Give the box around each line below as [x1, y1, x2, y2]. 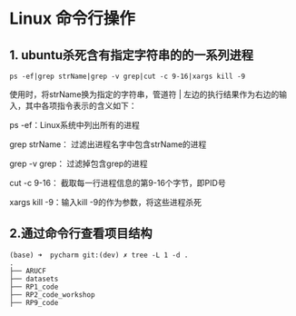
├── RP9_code [9, 298, 59, 307]
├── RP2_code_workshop [9, 290, 95, 300]
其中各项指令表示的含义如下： [25, 101, 137, 111]
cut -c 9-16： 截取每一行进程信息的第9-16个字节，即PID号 [9, 178, 226, 188]
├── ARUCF [9, 266, 47, 275]
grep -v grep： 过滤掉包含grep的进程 [9, 158, 148, 169]
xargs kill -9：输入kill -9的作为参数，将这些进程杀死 [9, 197, 202, 207]
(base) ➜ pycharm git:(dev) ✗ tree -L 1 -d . [9, 251, 189, 260]
